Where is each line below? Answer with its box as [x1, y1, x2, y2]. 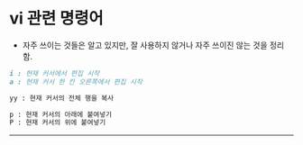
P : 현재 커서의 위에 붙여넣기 [9, 118, 106, 127]
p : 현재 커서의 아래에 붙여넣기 [9, 110, 113, 119]
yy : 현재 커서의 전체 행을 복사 [9, 94, 115, 103]
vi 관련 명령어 [9, 8, 104, 29]
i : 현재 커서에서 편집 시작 [9, 68, 100, 77]
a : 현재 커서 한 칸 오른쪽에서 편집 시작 [9, 77, 142, 86]
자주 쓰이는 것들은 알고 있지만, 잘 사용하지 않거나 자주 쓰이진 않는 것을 [22, 40, 268, 50]
